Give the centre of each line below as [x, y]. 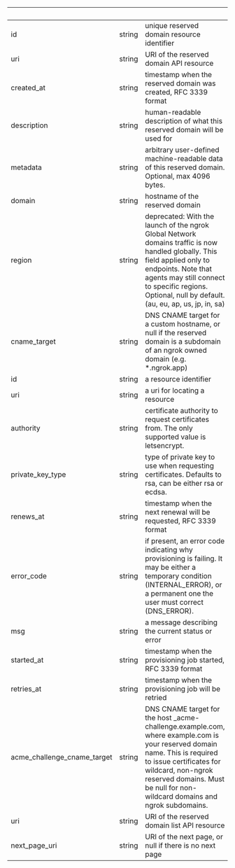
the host [158, 718]
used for [158, 138]
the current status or [178, 631]
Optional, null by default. [185, 295]
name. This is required [181, 753]
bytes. [155, 185]
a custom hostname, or [183, 324]
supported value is [175, 437]
